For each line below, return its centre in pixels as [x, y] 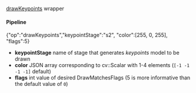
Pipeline [16, 22]
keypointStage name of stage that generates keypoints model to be [97, 53]
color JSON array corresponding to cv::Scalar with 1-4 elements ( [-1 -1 [102, 65]
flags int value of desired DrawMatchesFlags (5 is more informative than [102, 78]
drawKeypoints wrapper [35, 9]
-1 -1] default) [33, 72]
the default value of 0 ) [41, 84]
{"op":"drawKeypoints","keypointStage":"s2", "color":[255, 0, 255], [87, 35]
